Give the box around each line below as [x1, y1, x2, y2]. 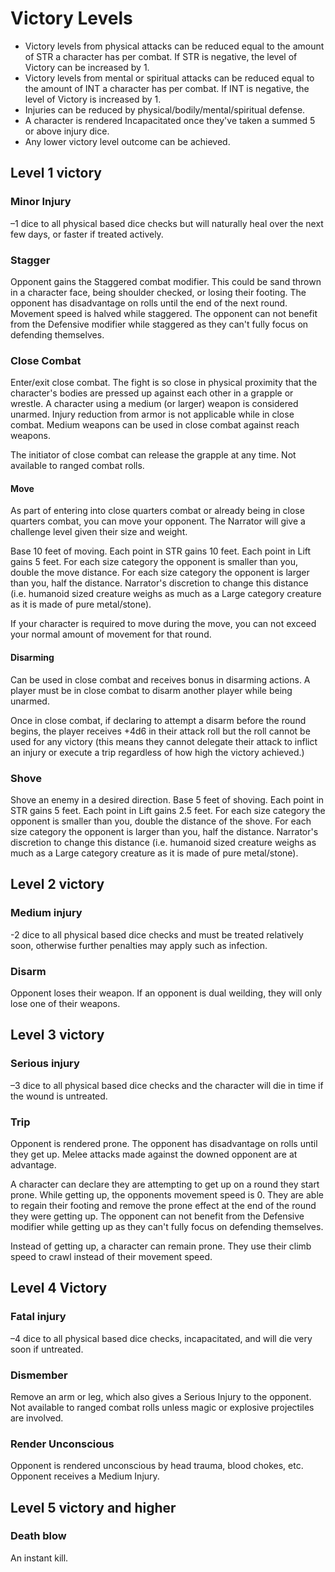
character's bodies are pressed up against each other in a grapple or [10, 387, 294, 399]
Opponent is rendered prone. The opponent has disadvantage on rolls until [10, 1137, 318, 1149]
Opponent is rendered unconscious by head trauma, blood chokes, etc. [10, 1460, 304, 1472]
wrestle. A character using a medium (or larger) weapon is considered [10, 398, 299, 410]
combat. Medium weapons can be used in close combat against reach [10, 419, 300, 431]
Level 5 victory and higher [10, 1499, 177, 1516]
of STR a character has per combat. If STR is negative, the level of [24, 50, 298, 62]
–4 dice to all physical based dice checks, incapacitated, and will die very [10, 1332, 313, 1344]
